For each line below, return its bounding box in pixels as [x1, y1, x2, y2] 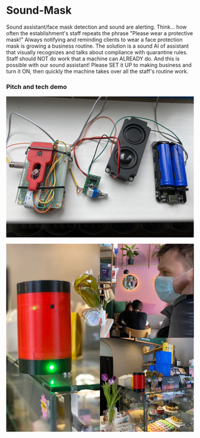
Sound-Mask [6, 4, 72, 17]
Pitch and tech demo [6, 82, 67, 91]
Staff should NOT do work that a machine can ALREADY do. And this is [6, 55, 180, 62]
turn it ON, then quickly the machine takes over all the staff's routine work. [6, 67, 189, 75]
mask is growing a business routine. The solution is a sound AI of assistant [6, 42, 189, 50]
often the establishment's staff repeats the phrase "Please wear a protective [6, 29, 193, 36]
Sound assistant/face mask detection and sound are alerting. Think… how [6, 23, 187, 30]
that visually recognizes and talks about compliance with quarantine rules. [6, 48, 188, 55]
